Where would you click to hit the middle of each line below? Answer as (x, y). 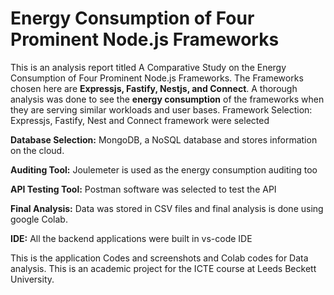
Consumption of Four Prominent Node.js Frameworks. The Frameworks (157, 78)
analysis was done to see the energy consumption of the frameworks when (167, 99)
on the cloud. (37, 150)
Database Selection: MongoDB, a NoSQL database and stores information (164, 139)
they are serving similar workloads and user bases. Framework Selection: (161, 109)
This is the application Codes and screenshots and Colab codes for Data (159, 258)
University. (32, 279)
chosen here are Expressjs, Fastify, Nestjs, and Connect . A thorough (154, 88)
